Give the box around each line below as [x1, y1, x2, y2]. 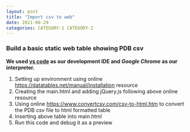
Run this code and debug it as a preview [14, 119, 113, 126]
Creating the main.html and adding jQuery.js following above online [14, 87, 178, 94]
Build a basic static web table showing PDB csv [6, 45, 144, 53]
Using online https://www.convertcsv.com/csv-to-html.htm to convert [14, 100, 185, 107]
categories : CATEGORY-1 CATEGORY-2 [6, 25, 94, 31]
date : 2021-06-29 [6, 19, 49, 25]
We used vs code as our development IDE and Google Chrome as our [6, 57, 178, 65]
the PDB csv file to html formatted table [14, 106, 111, 113]
